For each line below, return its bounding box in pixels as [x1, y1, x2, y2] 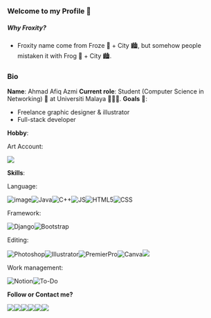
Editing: [7, 236, 29, 245]
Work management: [7, 263, 64, 272]
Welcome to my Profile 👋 [7, 6, 91, 16]
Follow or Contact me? [7, 290, 73, 299]
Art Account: [7, 142, 44, 151]
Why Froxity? [7, 24, 46, 32]
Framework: [7, 209, 42, 218]
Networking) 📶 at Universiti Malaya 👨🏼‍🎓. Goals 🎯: [7, 95, 147, 103]
